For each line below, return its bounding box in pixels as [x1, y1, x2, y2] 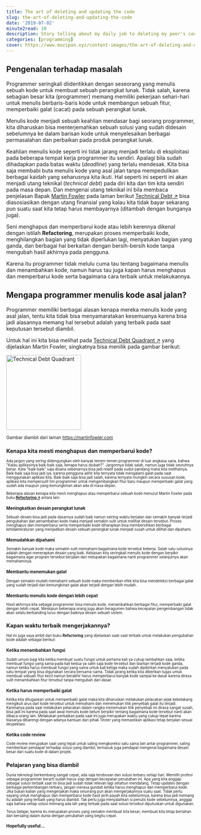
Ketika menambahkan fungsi [6, 647, 66, 654]
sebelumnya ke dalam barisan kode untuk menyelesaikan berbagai [6, 130, 170, 137]
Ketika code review [6, 732, 46, 738]
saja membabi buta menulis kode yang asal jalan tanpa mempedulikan [6, 167, 179, 174]
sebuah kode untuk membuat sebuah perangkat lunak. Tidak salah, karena [6, 86, 190, 93]
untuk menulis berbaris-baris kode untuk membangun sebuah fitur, [6, 99, 172, 106]
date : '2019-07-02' [6, 20, 55, 26]
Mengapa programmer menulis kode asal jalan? [6, 290, 187, 300]
